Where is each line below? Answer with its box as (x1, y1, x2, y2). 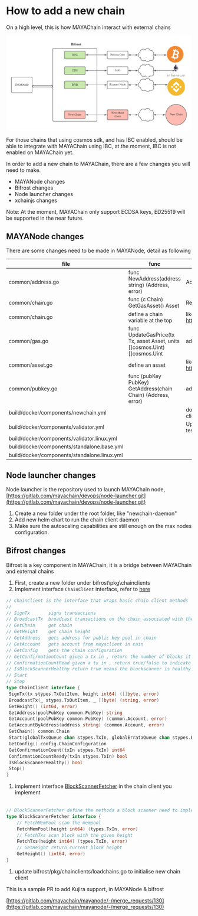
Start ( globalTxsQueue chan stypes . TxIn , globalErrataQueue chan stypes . (8, 735, 192, 741)
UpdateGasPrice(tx (128, 331, 175, 338)
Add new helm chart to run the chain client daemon (14, 516, 140, 523)
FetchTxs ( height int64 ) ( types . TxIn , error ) (16, 839, 128, 845)
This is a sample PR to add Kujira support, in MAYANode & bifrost (6, 885, 164, 892)
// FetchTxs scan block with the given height (16, 832, 133, 838)
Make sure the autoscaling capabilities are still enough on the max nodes (14, 522, 192, 529)
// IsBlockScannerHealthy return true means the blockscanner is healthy (6, 666, 192, 672)
